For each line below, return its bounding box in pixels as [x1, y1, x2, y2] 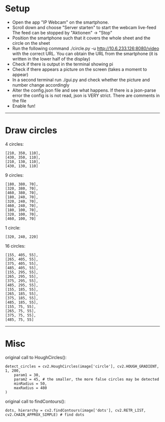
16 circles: [5, 243, 26, 249]
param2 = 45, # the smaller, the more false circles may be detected [14, 377, 160, 382]
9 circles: [5, 172, 24, 178]
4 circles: [5, 141, 24, 147]
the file [12, 97, 27, 103]
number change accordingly [12, 82, 70, 88]
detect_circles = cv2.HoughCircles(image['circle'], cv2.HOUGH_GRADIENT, [5, 364, 160, 369]
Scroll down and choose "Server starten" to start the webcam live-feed [12, 24, 156, 30]
